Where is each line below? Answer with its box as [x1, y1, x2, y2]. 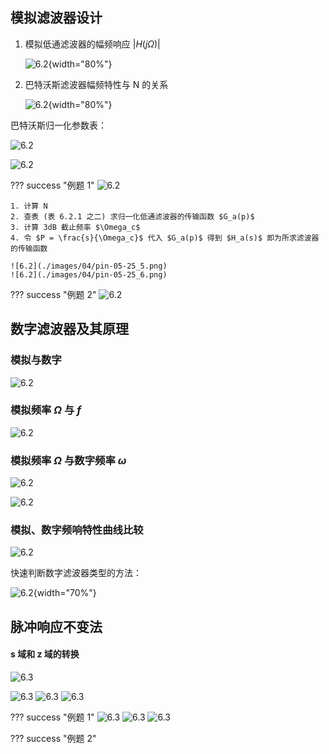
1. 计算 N [10, 201, 48, 211]
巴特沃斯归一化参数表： [10, 119, 107, 131]
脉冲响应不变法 [10, 618, 103, 635]
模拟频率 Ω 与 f [10, 403, 82, 417]
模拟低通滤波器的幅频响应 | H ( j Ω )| [24, 38, 161, 50]
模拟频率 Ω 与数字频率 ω [10, 453, 127, 467]
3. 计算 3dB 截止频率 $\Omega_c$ [10, 222, 141, 232]
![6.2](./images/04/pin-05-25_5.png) [10, 261, 168, 271]
